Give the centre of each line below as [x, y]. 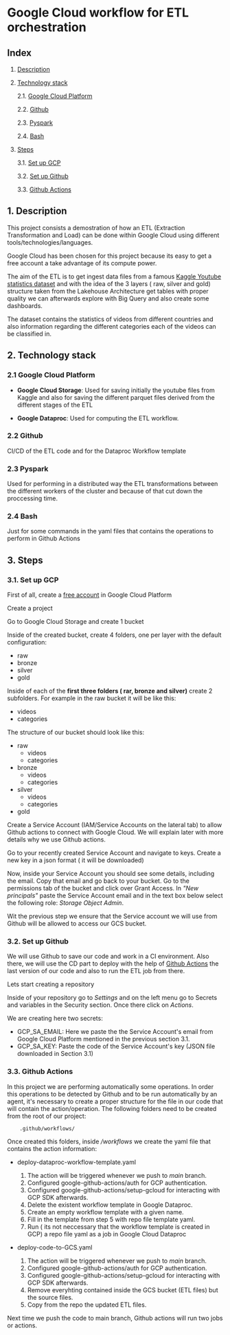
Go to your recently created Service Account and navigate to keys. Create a [114, 853]
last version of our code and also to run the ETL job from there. [96, 971]
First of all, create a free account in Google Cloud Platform [90, 595]
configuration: [27, 642]
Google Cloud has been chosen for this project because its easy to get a [110, 256]
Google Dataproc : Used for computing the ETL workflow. [98, 418]
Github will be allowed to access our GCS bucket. [77, 924]
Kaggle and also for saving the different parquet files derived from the [116, 397]
